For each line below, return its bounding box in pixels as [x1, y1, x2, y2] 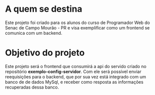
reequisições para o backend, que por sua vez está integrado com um [5, 73, 146, 79]
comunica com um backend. [5, 30, 63, 36]
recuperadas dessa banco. [5, 84, 59, 90]
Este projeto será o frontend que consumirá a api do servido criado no [5, 63, 147, 69]
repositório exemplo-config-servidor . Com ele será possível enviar [5, 69, 142, 74]
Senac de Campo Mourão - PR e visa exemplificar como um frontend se [5, 24, 150, 30]
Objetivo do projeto [5, 47, 85, 58]
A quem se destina [5, 3, 83, 15]
